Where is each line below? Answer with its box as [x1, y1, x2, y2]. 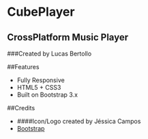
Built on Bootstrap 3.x [16, 90, 78, 99]
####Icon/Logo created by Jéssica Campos [16, 117, 141, 125]
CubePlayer [7, 4, 75, 20]
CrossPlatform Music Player [7, 31, 128, 43]
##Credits [7, 104, 35, 112]
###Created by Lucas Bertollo [7, 49, 92, 58]
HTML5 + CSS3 [16, 84, 61, 91]
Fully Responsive [16, 76, 65, 84]
